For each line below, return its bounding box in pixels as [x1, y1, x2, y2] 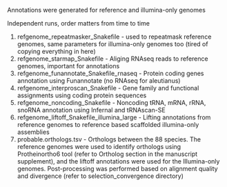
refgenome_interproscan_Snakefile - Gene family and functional [17, 84, 199, 92]
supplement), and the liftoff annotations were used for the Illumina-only [17, 157, 220, 165]
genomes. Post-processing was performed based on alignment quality [17, 165, 219, 173]
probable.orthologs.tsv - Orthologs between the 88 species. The [17, 135, 201, 144]
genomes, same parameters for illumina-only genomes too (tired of [17, 40, 208, 48]
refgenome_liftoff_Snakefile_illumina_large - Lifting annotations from [17, 113, 211, 121]
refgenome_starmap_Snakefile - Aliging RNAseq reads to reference [17, 55, 208, 63]
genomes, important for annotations [17, 62, 120, 70]
